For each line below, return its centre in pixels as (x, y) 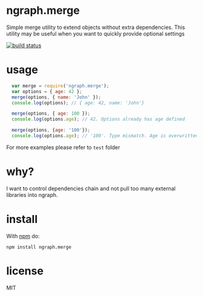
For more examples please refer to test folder (63, 147)
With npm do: (23, 236)
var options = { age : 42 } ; (47, 91)
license (25, 271)
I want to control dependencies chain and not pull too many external (91, 188)
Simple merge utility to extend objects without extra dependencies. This (96, 27)
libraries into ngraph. (32, 195)
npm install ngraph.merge (39, 247)
